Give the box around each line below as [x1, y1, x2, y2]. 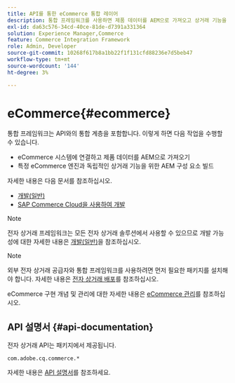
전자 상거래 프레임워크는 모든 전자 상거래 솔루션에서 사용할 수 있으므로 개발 [7, 229, 212, 237]
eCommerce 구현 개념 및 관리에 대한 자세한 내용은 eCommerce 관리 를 [7, 290, 201, 298]
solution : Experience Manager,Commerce [7, 29, 124, 37]
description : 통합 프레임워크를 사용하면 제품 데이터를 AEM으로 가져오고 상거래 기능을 [7, 17, 227, 24]
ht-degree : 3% [7, 69, 49, 76]
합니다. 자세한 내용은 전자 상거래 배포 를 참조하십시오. [14, 275, 159, 283]
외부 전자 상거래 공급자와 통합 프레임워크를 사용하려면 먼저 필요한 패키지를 [7, 266, 210, 274]
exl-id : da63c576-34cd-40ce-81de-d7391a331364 [7, 23, 146, 30]
